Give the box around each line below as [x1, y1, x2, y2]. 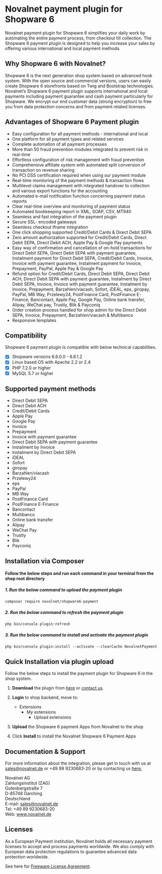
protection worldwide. [5, 854, 49, 859]
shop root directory [5, 576, 45, 581]
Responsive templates [12, 317, 57, 323]
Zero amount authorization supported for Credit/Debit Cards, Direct [12, 234, 147, 240]
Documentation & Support [5, 747, 86, 755]
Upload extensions [33, 715, 71, 720]
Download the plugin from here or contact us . [12, 685, 104, 691]
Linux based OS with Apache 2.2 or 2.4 [12, 359, 91, 365]
